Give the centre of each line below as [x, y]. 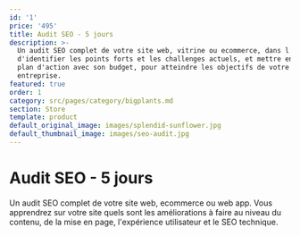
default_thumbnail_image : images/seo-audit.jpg [100, 134]
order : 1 [25, 92]
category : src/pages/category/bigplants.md [92, 101]
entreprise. [40, 76]
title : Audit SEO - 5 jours [62, 34]
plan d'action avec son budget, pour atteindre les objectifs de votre [154, 68]
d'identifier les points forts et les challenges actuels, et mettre [149, 59]
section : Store [37, 109]
